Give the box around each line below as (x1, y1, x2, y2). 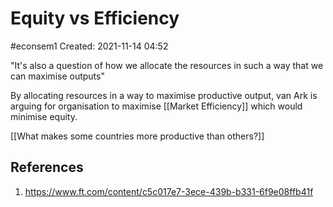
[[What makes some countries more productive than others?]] (10, 130, 265, 142)
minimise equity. (10, 110, 78, 122)
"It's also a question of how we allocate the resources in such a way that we (10, 59, 324, 71)
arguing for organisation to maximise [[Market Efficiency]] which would (10, 100, 303, 112)
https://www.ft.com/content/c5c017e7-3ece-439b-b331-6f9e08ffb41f (24, 185, 314, 197)
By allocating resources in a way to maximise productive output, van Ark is (10, 89, 318, 101)
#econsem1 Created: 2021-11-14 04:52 (10, 40, 169, 52)
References (10, 159, 84, 176)
